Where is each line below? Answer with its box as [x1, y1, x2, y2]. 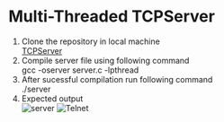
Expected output [21, 92, 84, 104]
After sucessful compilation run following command [21, 74, 213, 84]
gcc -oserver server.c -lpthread [21, 65, 139, 75]
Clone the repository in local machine [21, 36, 161, 47]
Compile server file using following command [21, 55, 190, 65]
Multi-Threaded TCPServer [8, 6, 215, 27]
